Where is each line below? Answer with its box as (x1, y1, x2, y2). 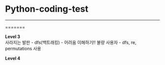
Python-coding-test (5, 3, 88, 15)
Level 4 (5, 55, 21, 61)
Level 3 (5, 33, 21, 40)
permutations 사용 (5, 45, 41, 51)
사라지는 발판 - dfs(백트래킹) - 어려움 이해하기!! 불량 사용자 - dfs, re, (5, 39, 137, 45)
